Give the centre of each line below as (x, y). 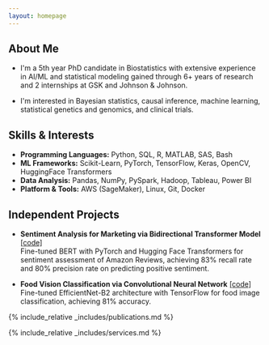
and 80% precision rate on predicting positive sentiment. (115, 269)
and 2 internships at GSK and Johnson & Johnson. (104, 85)
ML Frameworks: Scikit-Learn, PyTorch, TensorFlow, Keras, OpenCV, (135, 164)
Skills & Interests (51, 135)
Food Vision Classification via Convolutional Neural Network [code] (136, 284)
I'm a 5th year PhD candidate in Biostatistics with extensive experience (138, 68)
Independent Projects (64, 214)
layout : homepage (38, 16)
